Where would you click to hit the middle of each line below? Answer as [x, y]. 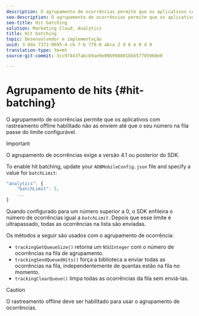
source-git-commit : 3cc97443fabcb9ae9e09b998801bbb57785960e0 [84, 56]
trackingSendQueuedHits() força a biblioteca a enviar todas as [90, 260]
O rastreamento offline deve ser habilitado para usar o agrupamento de [93, 301]
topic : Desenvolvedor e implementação [54, 39]
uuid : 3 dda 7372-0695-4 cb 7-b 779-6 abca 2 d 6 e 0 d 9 [79, 45]
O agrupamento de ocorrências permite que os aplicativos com [83, 119]
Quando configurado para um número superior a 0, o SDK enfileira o [89, 212]
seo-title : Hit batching [37, 23]
